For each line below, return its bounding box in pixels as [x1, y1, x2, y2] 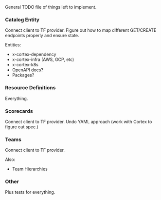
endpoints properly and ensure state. [5, 33, 79, 39]
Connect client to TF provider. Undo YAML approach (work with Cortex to [5, 119, 152, 124]
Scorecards [5, 107, 33, 114]
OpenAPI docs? [12, 67, 44, 73]
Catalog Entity [5, 16, 40, 23]
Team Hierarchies [12, 166, 48, 172]
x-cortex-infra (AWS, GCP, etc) [12, 57, 74, 62]
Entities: [5, 42, 21, 48]
